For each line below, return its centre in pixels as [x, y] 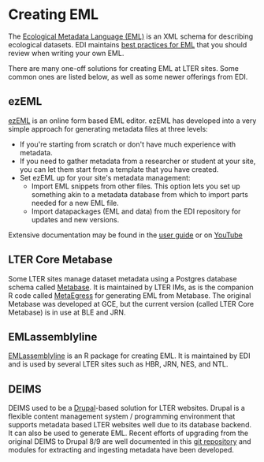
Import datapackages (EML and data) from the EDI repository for [136, 211]
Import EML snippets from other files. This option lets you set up [136, 186]
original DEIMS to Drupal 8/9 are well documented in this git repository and [130, 442]
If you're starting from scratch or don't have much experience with [128, 144]
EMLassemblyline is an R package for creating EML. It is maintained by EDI [129, 356]
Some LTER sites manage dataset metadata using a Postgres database [123, 278]
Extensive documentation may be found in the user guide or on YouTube [125, 235]
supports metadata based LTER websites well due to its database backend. [130, 425]
